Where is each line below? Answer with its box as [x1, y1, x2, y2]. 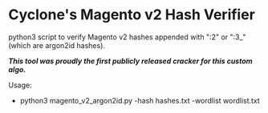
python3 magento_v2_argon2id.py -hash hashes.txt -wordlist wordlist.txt [19, 95, 261, 105]
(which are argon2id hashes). [8, 40, 106, 50]
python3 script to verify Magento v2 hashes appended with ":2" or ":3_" [8, 32, 246, 42]
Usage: [8, 80, 32, 90]
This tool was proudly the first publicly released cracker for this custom [8, 56, 253, 66]
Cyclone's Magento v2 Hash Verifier [8, 6, 255, 24]
